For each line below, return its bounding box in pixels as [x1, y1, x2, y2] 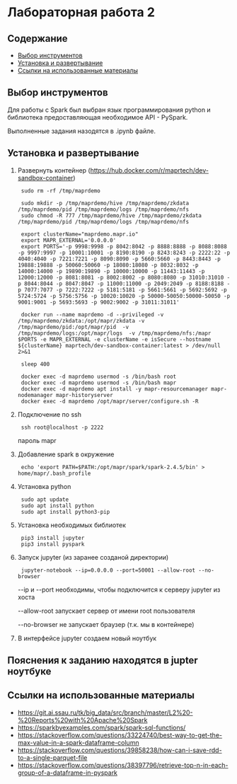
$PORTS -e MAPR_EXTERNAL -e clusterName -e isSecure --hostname [17, 335, 212, 343]
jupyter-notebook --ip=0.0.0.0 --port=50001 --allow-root [21, 567, 196, 574]
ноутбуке [7, 666, 52, 678]
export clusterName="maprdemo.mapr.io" [21, 231, 139, 238]
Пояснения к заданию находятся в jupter [7, 655, 198, 667]
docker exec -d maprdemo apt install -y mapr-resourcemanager [21, 385, 209, 393]
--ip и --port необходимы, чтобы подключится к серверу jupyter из [17, 585, 221, 594]
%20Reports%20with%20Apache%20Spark [17, 715, 148, 724]
